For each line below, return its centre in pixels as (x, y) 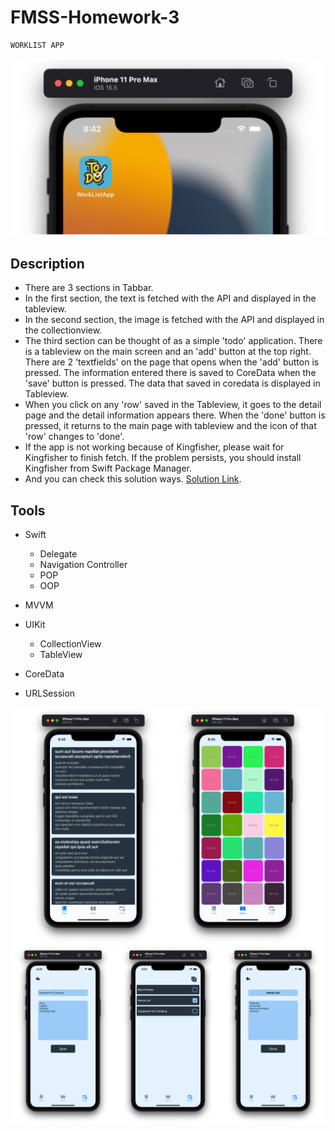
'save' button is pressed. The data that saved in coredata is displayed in (172, 383)
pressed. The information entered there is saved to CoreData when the (170, 373)
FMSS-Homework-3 (95, 17)
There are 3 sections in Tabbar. (89, 288)
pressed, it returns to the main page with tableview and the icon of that (170, 426)
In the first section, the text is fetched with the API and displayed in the (170, 298)
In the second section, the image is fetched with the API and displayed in (174, 320)
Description (47, 263)
